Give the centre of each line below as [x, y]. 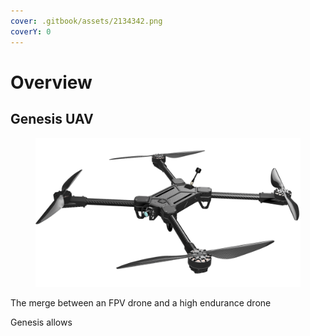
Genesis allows [41, 322]
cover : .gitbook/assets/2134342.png [86, 21]
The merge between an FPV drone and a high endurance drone [141, 303]
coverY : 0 [31, 31]
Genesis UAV [52, 119]
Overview [51, 82]
